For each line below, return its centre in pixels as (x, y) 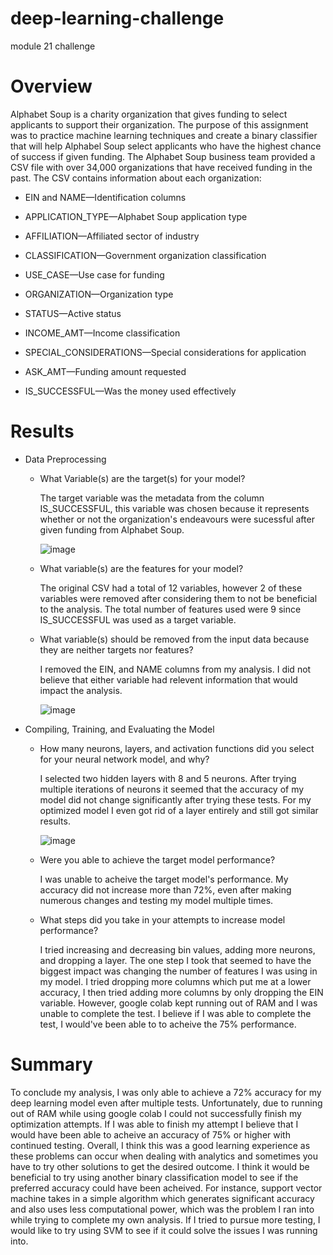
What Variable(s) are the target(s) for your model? (142, 478)
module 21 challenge (53, 46)
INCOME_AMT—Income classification (102, 333)
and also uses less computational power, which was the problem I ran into (162, 1209)
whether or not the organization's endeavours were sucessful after (177, 519)
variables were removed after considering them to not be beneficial (178, 598)
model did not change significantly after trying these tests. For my (175, 799)
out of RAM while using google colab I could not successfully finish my (156, 1113)
